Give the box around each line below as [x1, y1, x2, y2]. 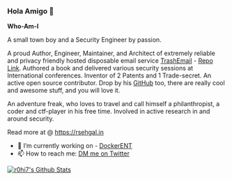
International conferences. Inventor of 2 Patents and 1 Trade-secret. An [7, 71, 212, 80]
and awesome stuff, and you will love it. [7, 87, 121, 95]
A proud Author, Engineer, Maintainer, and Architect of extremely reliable [7, 49, 216, 58]
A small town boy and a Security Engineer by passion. [7, 36, 162, 44]
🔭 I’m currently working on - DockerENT [17, 142, 132, 150]
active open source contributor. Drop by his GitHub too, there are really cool [7, 79, 225, 87]
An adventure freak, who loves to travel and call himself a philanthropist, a [7, 100, 220, 108]
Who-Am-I [7, 22, 39, 31]
